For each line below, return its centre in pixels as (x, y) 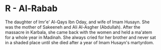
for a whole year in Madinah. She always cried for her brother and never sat (80, 37)
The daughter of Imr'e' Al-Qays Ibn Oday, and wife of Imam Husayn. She (77, 22)
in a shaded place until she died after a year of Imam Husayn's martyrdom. (80, 42)
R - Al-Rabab (31, 8)
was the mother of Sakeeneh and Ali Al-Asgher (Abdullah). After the (73, 27)
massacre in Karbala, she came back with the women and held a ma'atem (79, 32)
